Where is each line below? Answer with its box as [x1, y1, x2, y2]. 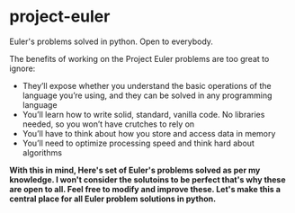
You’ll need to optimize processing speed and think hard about [22, 138, 255, 148]
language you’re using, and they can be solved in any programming [22, 90, 273, 101]
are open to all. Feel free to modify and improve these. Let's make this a [9, 183, 282, 194]
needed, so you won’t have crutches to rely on [22, 119, 195, 129]
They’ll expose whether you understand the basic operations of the [22, 80, 272, 91]
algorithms [22, 146, 63, 158]
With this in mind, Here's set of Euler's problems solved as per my [9, 164, 261, 175]
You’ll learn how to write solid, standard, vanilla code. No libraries [22, 109, 265, 120]
